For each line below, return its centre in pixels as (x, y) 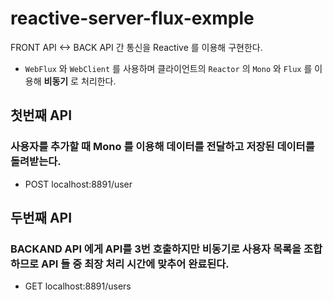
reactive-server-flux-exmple (132, 18)
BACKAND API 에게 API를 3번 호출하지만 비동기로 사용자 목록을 (156, 249)
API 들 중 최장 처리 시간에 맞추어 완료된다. (135, 264)
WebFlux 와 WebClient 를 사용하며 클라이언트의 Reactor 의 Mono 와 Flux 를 (168, 68)
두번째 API (41, 218)
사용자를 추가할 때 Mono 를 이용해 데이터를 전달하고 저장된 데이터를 (162, 147)
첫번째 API (41, 115)
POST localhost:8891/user (78, 184)
